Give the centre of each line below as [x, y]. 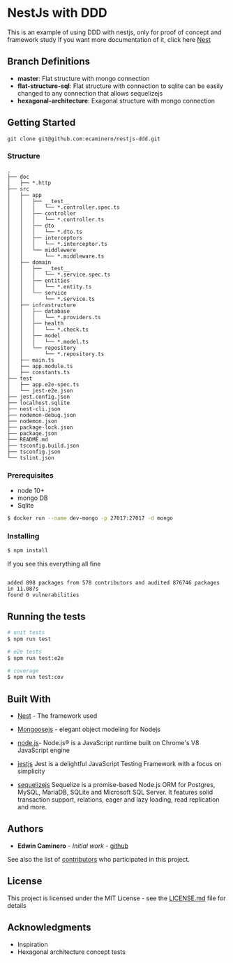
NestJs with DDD [58, 13]
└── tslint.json [31, 458]
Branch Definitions [49, 62]
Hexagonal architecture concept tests [71, 952]
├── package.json [32, 433]
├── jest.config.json [39, 397]
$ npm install [28, 551]
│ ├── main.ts [31, 360]
